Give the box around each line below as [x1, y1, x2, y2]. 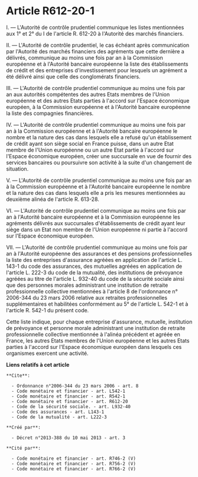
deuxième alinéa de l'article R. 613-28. [6, 196, 99, 203]
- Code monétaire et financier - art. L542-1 [11, 388, 126, 394]
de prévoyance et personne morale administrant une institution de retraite [6, 324, 186, 331]
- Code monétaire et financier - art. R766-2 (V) [11, 466, 136, 472]
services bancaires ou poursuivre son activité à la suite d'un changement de [6, 159, 192, 166]
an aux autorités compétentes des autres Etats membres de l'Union [6, 91, 170, 98]
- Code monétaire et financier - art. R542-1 [11, 393, 126, 399]
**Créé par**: [6, 424, 41, 430]
